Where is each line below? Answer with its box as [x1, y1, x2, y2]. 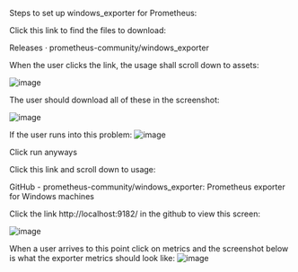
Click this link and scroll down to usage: [9, 164, 156, 174]
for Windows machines [9, 191, 94, 201]
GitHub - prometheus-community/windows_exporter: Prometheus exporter [9, 181, 285, 192]
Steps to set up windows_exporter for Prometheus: [9, 8, 197, 18]
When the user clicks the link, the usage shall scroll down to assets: [9, 60, 259, 70]
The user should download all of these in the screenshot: [9, 94, 220, 105]
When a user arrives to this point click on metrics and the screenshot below [9, 243, 289, 254]
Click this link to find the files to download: [9, 25, 167, 35]
